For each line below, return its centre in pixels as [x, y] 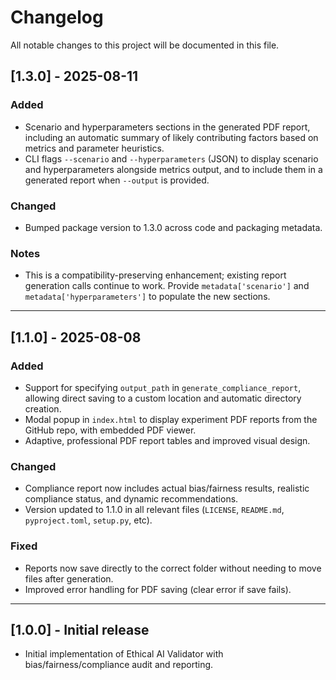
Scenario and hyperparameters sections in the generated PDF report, [167, 127]
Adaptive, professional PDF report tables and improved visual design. [167, 440]
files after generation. [69, 578]
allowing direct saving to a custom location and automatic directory [163, 398]
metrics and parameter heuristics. [94, 148]
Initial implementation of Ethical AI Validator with [124, 654]
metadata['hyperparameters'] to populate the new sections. [147, 297]
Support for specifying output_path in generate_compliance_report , [163, 387]
